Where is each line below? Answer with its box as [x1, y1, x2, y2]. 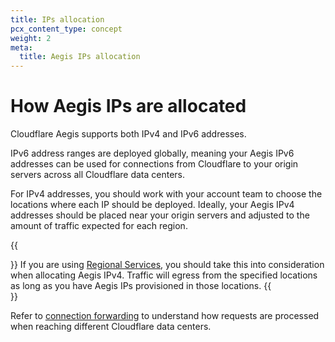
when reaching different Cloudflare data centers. [10, 321, 212, 333]
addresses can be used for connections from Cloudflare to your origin [10, 158, 299, 170]
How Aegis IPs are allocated [10, 95, 247, 118]
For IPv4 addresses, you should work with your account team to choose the [10, 188, 323, 200]
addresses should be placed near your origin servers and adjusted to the [10, 209, 310, 221]
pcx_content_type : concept [10, 24, 123, 34]
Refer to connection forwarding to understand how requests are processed [10, 310, 320, 322]
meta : [10, 42, 33, 53]
